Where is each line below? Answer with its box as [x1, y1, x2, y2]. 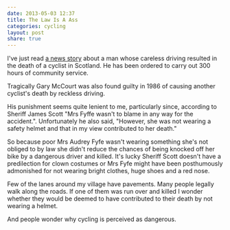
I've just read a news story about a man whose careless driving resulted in [7, 54, 218, 62]
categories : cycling [7, 23, 67, 29]
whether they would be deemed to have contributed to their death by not [7, 194, 213, 203]
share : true [7, 36, 41, 42]
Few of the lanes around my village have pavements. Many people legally [7, 180, 214, 188]
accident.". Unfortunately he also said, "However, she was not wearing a [7, 117, 211, 125]
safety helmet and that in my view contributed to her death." [7, 125, 177, 133]
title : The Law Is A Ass [7, 16, 78, 23]
